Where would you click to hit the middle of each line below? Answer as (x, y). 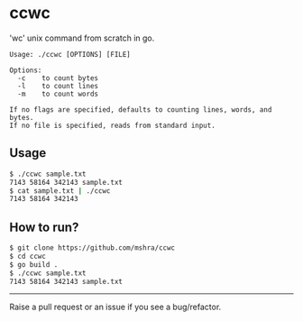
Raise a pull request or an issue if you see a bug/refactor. (115, 307)
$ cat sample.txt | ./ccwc (60, 191)
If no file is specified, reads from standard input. (113, 125)
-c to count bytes (58, 78)
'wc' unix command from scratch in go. (82, 38)
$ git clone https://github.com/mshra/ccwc (92, 248)
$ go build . (34, 264)
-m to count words (58, 94)
